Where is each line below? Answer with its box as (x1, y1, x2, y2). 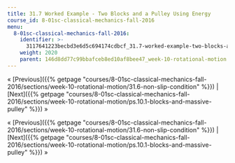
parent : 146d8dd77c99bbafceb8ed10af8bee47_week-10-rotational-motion (20, 56, 227, 63)
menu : (7, 23, 23, 30)
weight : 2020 (20, 50, 58, 57)
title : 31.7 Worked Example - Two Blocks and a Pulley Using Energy (7, 10, 211, 17)
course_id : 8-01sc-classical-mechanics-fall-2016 (7, 17, 155, 24)
